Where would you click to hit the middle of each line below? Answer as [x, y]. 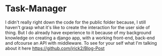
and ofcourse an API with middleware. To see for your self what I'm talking [81, 43]
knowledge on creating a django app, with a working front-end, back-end [80, 38]
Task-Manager [36, 9]
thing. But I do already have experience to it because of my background [78, 32]
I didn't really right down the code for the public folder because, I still [76, 22]
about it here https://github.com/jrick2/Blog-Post [55, 48]
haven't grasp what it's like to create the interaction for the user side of [78, 27]
